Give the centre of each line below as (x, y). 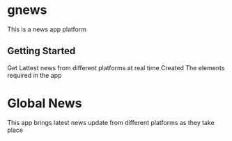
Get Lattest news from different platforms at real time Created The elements (116, 67)
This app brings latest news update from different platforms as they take (111, 122)
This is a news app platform (47, 29)
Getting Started (41, 51)
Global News (45, 103)
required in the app (34, 75)
